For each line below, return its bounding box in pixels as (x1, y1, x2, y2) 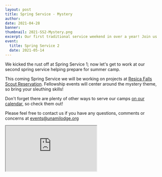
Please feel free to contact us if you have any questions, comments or (5, 110, 145, 116)
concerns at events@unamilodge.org (5, 115, 79, 121)
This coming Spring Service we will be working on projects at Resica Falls (5, 76, 152, 82)
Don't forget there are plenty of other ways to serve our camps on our (5, 95, 145, 101)
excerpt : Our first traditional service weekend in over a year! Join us (5, 35, 158, 39)
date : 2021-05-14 (9, 48, 45, 53)
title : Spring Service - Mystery (5, 12, 73, 17)
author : (5, 16, 21, 21)
